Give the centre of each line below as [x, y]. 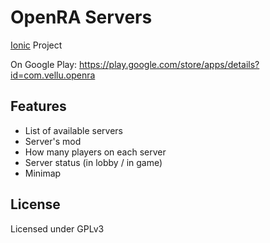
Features [38, 106]
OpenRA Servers [81, 17]
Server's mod [53, 141]
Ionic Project [36, 45]
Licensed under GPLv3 [57, 228]
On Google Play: [44, 64]
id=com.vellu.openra [53, 75]
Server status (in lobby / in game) [93, 162]
